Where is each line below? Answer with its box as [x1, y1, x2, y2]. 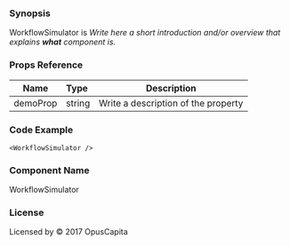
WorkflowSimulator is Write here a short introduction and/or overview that [9, 28, 281, 38]
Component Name [9, 163, 91, 176]
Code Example [9, 123, 74, 136]
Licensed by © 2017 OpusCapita [9, 226, 129, 237]
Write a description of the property [99, 97, 244, 109]
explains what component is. [9, 36, 117, 47]
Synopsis [9, 7, 51, 20]
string [66, 97, 91, 109]
